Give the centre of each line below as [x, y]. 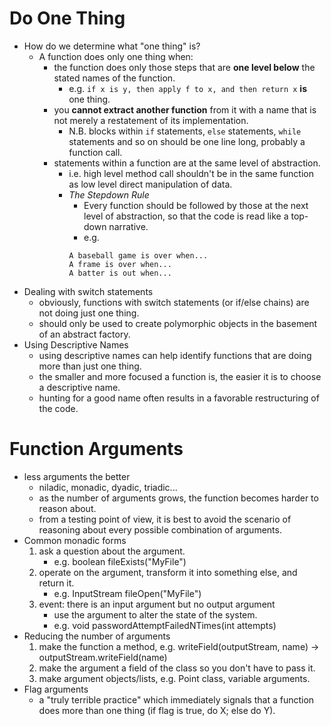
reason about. [67, 508]
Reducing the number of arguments [97, 636]
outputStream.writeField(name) [103, 657]
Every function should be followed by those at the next [196, 205]
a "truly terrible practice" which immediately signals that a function [176, 699]
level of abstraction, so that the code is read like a [186, 216]
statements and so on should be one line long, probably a [187, 141]
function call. [95, 152]
